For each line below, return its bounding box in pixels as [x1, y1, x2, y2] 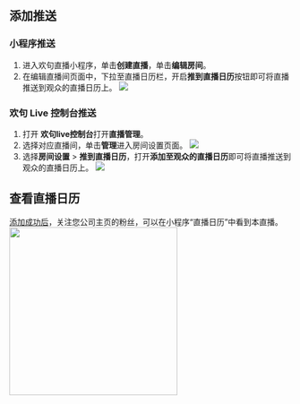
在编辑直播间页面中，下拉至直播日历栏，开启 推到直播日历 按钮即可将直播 [21, 71, 289, 82]
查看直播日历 [9, 191, 81, 206]
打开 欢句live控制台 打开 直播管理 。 [21, 128, 149, 139]
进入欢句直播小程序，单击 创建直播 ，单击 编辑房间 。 [21, 59, 211, 70]
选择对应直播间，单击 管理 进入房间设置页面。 [21, 140, 188, 150]
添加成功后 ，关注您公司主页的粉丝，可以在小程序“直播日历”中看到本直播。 [9, 216, 284, 227]
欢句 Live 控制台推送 [9, 107, 97, 119]
